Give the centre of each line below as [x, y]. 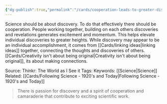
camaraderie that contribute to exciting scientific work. [73, 96]
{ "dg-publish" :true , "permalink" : [40, 10]
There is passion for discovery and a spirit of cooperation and [81, 91]
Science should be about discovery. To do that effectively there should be [81, 24]
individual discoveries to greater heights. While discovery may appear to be [83, 40]
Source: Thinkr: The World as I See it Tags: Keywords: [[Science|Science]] [81, 71]
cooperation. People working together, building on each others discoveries [82, 29]
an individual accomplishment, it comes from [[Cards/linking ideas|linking [80, 45]
